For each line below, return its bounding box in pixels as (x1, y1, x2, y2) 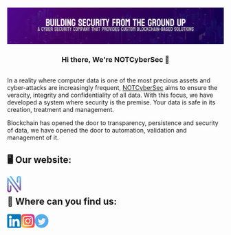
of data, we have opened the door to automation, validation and (7, 126, 187, 134)
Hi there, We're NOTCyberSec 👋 (61, 55, 170, 65)
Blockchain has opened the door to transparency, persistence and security (7, 118, 219, 127)
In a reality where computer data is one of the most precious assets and (7, 76, 211, 85)
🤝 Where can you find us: (7, 195, 117, 207)
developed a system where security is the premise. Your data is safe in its (7, 98, 216, 107)
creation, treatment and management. (7, 105, 115, 113)
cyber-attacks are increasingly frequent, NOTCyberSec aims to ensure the (7, 83, 218, 91)
